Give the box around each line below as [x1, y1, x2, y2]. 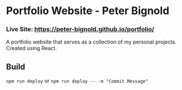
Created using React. [6, 45, 57, 52]
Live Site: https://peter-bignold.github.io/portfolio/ [6, 25, 154, 34]
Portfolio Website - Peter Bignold [6, 4, 170, 18]
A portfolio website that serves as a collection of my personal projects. [6, 38, 177, 45]
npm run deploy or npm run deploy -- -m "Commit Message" [6, 78, 149, 85]
